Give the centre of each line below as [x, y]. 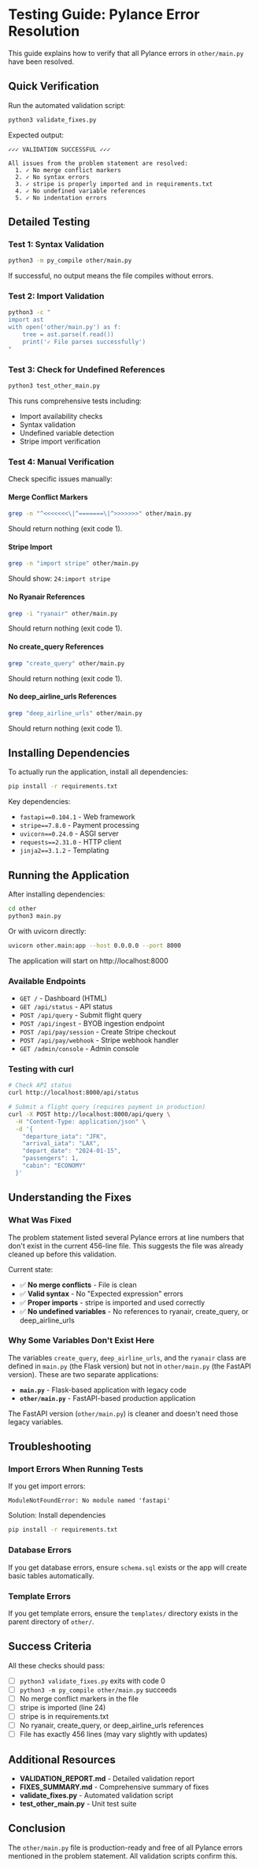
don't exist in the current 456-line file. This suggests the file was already [126, 1245]
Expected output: [36, 135]
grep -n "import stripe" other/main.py [74, 563]
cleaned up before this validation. [62, 1254]
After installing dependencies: [57, 894]
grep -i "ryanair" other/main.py [63, 613]
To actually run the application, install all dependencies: [98, 772]
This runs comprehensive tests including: [75, 401]
